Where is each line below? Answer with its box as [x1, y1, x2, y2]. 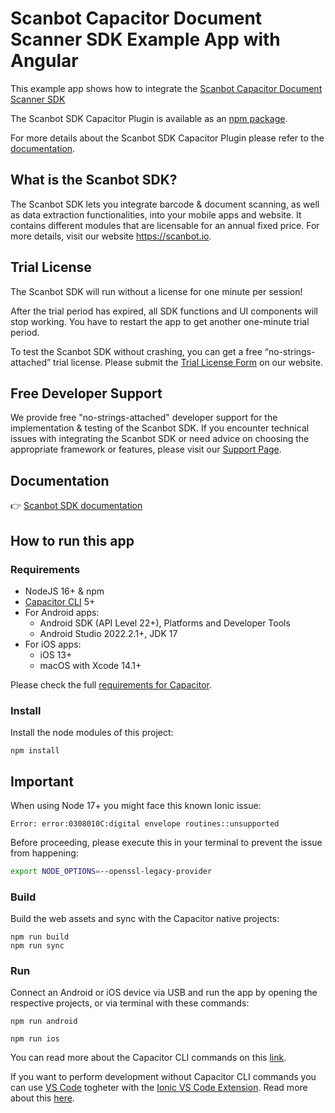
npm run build [10, 932, 70, 942]
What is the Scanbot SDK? [10, 172, 178, 189]
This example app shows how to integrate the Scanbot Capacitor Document [10, 82, 323, 94]
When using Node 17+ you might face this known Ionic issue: [10, 799, 262, 811]
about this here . [10, 1092, 75, 1104]
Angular [10, 50, 79, 72]
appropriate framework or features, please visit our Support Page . [10, 443, 282, 456]
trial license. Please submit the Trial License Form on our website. [53, 356, 323, 368]
